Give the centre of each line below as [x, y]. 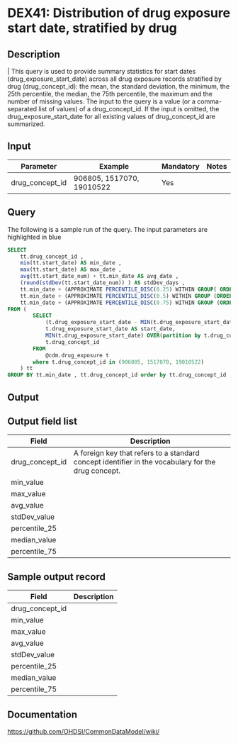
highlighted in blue [34, 237]
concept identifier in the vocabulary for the [144, 462]
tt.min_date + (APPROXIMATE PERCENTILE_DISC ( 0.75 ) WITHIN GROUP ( [120, 303]
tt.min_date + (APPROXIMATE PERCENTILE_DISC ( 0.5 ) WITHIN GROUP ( [119, 296]
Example [114, 166]
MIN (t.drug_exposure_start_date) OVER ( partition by [123, 335]
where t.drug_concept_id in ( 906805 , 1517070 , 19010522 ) [118, 362]
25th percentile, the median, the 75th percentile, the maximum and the [110, 94]
